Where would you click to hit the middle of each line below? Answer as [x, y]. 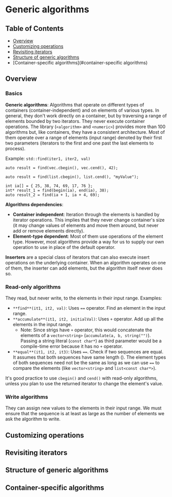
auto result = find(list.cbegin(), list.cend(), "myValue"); [72, 177]
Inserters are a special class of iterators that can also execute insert [78, 257]
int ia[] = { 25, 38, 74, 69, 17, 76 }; [49, 186]
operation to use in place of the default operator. [64, 247]
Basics [14, 94]
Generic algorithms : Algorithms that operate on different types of [75, 104]
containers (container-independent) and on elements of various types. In [82, 110]
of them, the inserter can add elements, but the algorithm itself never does [84, 268]
